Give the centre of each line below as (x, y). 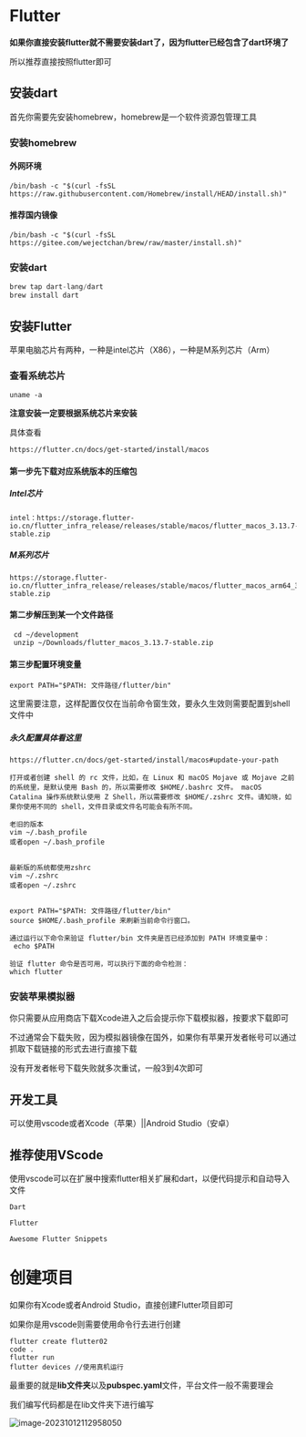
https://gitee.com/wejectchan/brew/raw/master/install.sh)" (126, 243)
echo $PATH (34, 947)
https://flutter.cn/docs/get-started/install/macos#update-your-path (144, 760)
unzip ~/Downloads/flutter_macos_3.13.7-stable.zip (113, 642)
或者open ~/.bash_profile (57, 842)
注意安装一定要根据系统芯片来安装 (73, 413)
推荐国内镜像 (33, 215)
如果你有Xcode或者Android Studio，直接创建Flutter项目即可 (122, 1305)
